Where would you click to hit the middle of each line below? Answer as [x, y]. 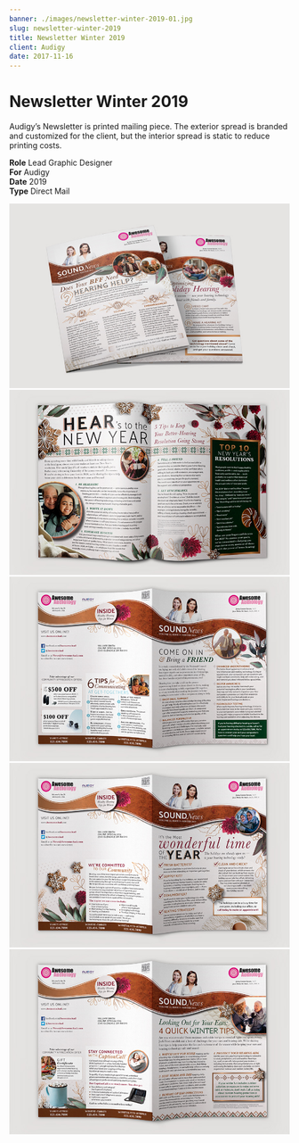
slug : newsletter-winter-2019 [65, 28]
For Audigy [30, 172]
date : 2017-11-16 [41, 57]
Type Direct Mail [40, 191]
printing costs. [36, 145]
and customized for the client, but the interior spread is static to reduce [140, 136]
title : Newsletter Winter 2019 [67, 37]
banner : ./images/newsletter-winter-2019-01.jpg [101, 19]
